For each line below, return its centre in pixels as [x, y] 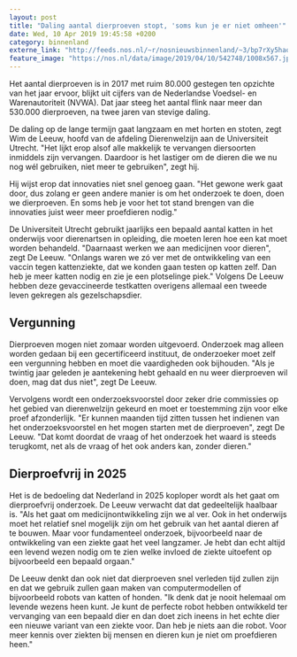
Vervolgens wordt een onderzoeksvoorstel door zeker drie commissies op [144, 398]
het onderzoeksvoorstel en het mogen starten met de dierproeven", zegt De [147, 427]
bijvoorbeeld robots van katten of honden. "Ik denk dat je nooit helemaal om [148, 597]
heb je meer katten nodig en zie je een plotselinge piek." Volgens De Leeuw [147, 276]
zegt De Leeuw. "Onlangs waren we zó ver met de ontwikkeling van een [140, 257]
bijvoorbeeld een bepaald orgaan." [72, 561]
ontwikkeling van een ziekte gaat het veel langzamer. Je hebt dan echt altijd [147, 542]
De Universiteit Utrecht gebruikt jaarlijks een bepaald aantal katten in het [141, 229]
